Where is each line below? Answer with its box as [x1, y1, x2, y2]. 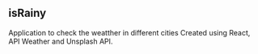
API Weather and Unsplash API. [8, 36, 113, 46]
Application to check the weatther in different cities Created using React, [8, 27, 251, 37]
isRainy [8, 6, 47, 20]
